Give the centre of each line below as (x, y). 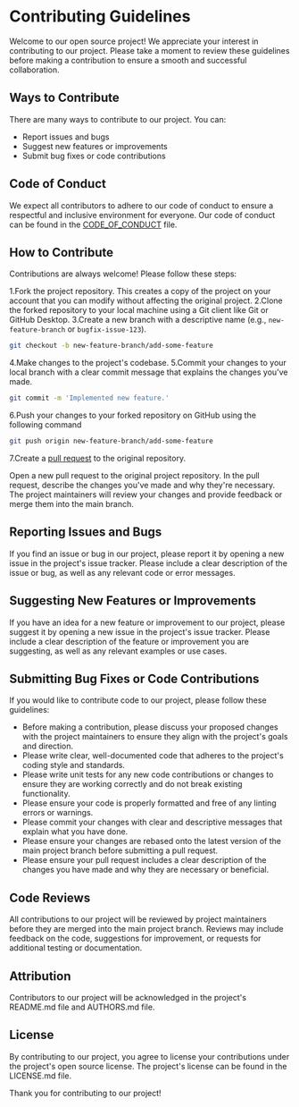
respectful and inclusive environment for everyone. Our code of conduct (142, 215)
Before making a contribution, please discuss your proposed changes (150, 727)
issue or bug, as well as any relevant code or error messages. (122, 572)
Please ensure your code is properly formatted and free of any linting (149, 803)
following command (46, 425)
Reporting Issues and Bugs (86, 532)
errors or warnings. (58, 813)
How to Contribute (62, 252)
